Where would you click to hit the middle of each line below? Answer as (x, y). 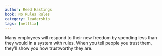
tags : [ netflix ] (22, 24)
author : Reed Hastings (29, 10)
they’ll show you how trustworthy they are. (49, 48)
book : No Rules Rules (28, 14)
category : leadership (28, 19)
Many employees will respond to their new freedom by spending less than (81, 38)
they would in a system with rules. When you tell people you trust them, (79, 43)
